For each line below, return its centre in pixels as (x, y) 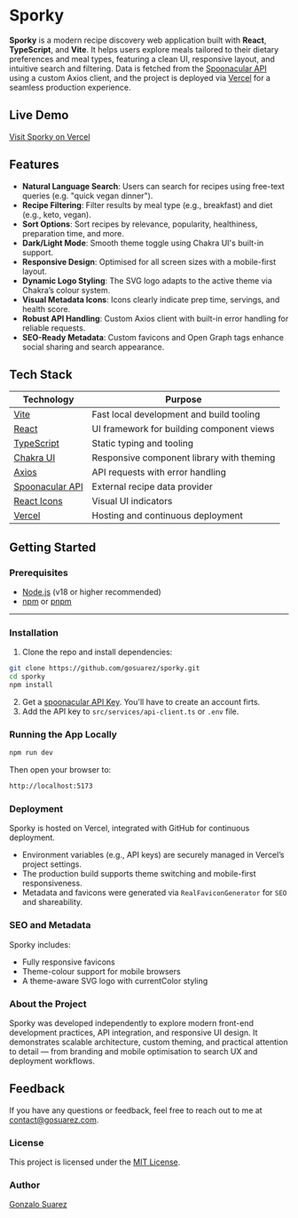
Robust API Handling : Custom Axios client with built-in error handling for (155, 318)
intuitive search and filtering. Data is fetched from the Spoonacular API (138, 68)
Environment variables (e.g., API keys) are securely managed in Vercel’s (153, 855)
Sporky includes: (40, 944)
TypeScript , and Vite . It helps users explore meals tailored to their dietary (144, 49)
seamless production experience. (70, 87)
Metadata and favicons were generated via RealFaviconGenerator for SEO (154, 893)
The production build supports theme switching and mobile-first (139, 874)
